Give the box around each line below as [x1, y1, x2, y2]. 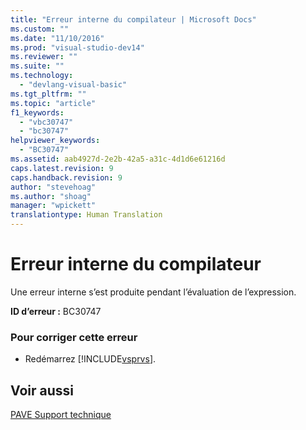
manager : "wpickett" [10, 201, 97, 211]
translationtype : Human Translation [10, 210, 163, 220]
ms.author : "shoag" [10, 191, 92, 201]
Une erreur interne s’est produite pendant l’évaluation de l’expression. [10, 286, 297, 298]
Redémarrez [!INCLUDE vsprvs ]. [24, 353, 157, 365]
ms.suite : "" [10, 61, 65, 71]
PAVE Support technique [10, 409, 112, 421]
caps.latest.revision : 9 [10, 163, 114, 173]
